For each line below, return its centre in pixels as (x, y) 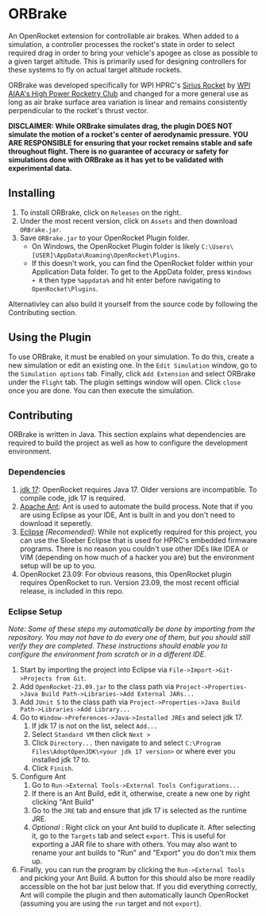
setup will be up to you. (58, 565)
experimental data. (40, 168)
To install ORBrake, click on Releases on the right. (100, 212)
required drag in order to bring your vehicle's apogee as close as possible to (133, 53)
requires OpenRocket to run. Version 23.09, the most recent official (129, 583)
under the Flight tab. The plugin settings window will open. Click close (125, 382)
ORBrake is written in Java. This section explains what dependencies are (127, 435)
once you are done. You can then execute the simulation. (101, 390)
